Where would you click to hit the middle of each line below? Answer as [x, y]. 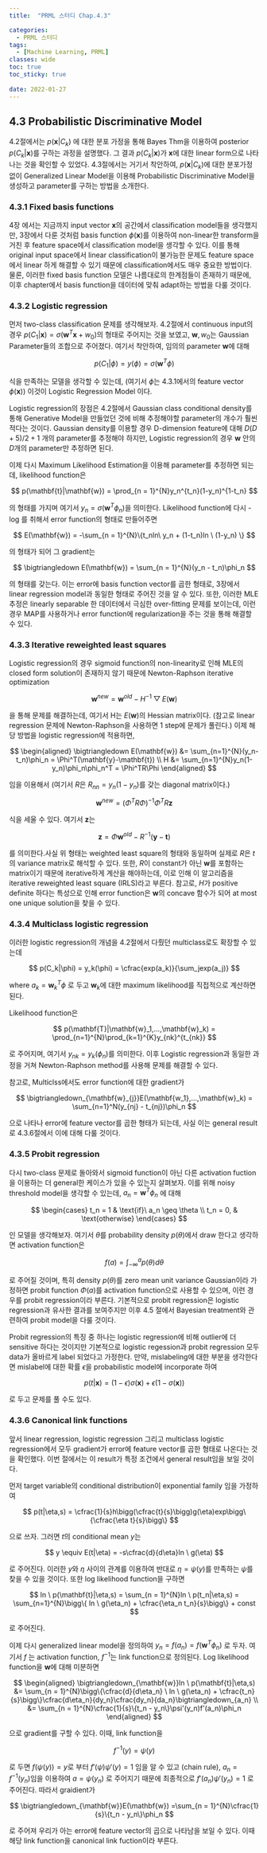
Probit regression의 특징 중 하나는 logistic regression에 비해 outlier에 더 [123, 1337]
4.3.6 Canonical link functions [68, 1421]
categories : [29, 30]
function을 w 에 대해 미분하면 [54, 1667]
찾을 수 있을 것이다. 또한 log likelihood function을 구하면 [97, 1578]
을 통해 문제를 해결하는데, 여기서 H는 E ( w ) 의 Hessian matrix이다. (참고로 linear [132, 715]
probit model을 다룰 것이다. [73, 1320]
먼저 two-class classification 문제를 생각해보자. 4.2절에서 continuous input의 [131, 324]
